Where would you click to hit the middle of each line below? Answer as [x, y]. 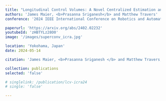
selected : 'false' [24, 73]
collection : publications [32, 68]
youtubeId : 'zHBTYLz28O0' [32, 33]
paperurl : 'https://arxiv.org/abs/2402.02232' [54, 28]
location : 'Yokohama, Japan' [35, 46]
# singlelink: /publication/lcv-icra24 [46, 82]
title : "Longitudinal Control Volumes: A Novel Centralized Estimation [80, 10]
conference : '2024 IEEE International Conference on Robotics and [75, 19]
